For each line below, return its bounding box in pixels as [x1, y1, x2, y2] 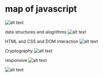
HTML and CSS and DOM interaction [5, 38, 79, 44]
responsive [5, 57, 28, 63]
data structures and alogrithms [5, 29, 67, 35]
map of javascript [5, 3, 77, 15]
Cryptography [5, 48, 33, 54]
